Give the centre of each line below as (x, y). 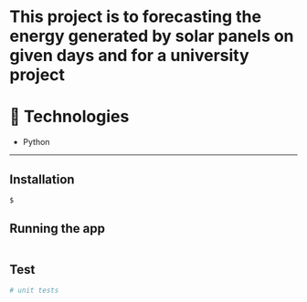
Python (36, 142)
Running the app (57, 229)
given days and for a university (129, 56)
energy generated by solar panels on (152, 36)
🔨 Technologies (69, 117)
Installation (42, 179)
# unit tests (34, 291)
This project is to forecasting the (136, 17)
